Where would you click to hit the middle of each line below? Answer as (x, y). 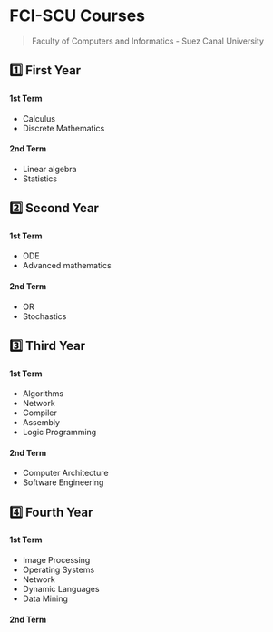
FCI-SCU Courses (78, 16)
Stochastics (44, 316)
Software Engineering (63, 482)
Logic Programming (59, 433)
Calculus (39, 118)
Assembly (41, 423)
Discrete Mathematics (63, 128)
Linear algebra (49, 169)
